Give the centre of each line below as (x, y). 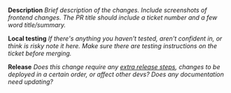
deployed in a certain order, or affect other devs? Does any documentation (116, 74)
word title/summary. (37, 25)
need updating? (30, 82)
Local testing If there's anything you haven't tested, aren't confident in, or (115, 38)
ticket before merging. (40, 53)
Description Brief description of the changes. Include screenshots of (107, 10)
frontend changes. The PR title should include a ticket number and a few (113, 17)
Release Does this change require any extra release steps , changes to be (114, 67)
